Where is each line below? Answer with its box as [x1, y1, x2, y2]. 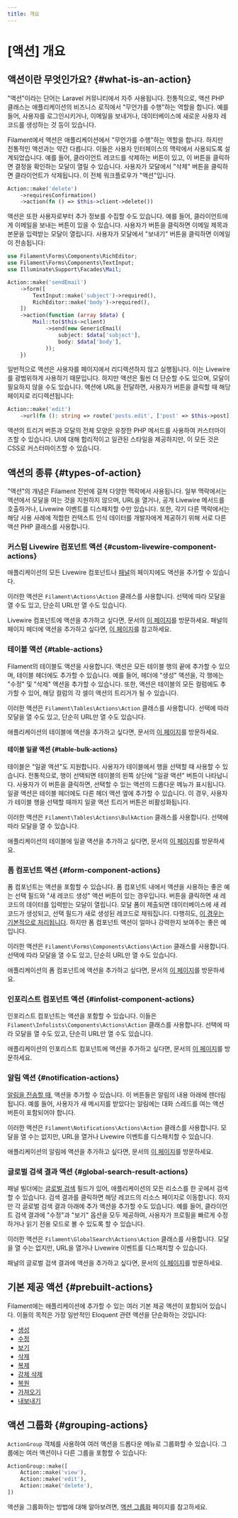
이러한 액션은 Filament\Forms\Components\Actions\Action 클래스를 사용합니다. [7, 942, 229, 951]
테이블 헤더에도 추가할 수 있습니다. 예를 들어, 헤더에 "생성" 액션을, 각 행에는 [16, 671, 225, 679]
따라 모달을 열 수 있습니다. [7, 821, 79, 830]
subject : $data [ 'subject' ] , [57, 331, 141, 339]
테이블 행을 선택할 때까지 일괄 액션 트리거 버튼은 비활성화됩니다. [14, 798, 191, 806]
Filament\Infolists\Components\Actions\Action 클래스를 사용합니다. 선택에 [7, 1021, 223, 1029]
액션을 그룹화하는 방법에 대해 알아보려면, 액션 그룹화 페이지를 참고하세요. [7, 1502, 208, 1511]
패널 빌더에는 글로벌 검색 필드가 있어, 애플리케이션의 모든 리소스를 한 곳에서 [7, 1184, 215, 1192]
